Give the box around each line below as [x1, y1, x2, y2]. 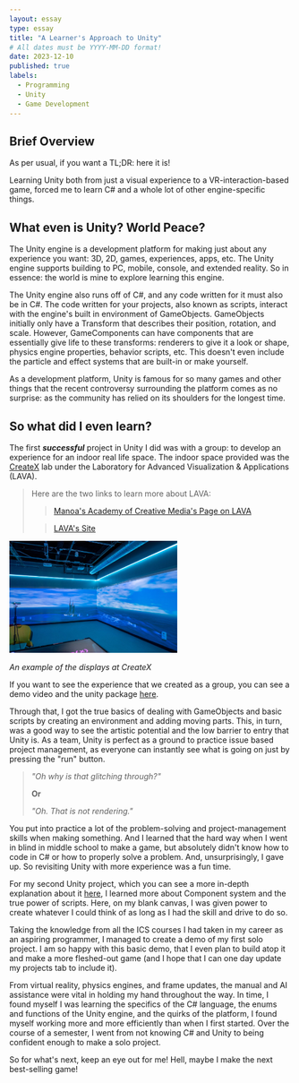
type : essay [9, 23, 54, 33]
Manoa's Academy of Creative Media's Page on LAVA [53, 505, 252, 516]
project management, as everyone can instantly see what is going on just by [9, 744, 290, 755]
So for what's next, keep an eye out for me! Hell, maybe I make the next [9, 1054, 273, 1065]
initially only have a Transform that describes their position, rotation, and [9, 318, 277, 329]
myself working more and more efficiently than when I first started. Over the [9, 1018, 289, 1029]
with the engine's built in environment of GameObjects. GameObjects [9, 309, 265, 320]
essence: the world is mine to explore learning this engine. [9, 272, 225, 283]
